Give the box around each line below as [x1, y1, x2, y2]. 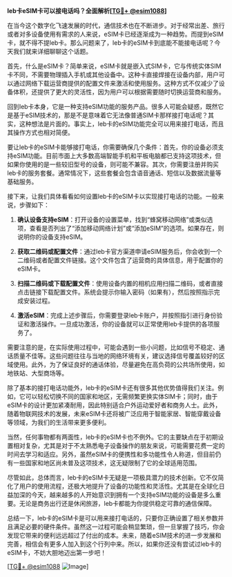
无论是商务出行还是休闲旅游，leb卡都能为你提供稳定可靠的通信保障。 [19, 500, 216, 507]
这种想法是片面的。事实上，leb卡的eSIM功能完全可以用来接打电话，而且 [19, 120, 224, 128]
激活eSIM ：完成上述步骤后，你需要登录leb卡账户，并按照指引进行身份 [17, 311, 217, 320]
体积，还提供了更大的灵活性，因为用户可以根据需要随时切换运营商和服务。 [12, 88, 225, 96]
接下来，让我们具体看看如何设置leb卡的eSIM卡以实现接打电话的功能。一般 [7, 193, 218, 200]
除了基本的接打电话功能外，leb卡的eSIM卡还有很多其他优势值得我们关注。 [7, 384, 218, 392]
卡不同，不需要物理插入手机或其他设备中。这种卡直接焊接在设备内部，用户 [7, 70, 219, 79]
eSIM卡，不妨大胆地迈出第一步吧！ [7, 549, 107, 556]
